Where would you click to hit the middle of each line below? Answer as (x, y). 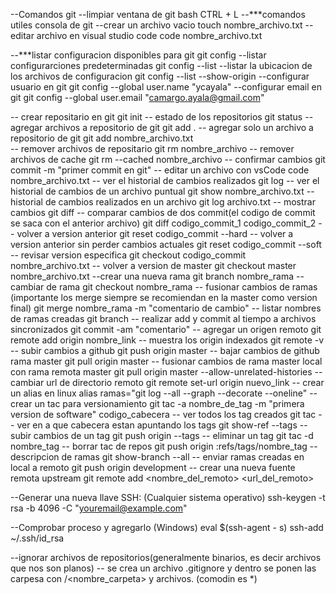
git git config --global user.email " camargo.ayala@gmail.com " (137, 97)
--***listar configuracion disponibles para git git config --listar (138, 55)
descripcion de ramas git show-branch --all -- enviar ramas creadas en (157, 457)
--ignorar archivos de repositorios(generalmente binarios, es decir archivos (166, 557)
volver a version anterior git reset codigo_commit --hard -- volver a (155, 233)
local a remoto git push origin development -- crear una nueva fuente (153, 467)
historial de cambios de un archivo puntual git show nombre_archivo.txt (157, 191)
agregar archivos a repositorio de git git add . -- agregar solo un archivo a (162, 127)
